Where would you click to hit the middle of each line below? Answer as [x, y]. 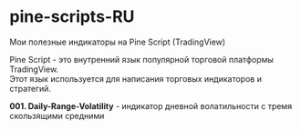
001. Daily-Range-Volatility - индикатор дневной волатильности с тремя [151, 105]
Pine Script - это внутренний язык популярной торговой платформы [141, 59]
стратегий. [31, 88]
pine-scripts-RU [72, 17]
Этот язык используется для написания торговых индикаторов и [136, 78]
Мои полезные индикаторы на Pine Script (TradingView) [118, 42]
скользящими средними [57, 115]
